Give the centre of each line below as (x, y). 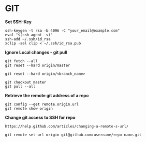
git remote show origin (29, 108)
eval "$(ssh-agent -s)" (29, 35)
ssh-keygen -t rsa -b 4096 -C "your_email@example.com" (62, 30)
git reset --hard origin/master (37, 65)
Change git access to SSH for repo (40, 117)
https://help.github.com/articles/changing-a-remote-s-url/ (67, 126)
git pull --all (20, 86)
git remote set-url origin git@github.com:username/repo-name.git (73, 135)
